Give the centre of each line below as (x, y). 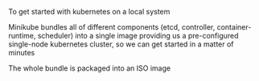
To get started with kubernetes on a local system (89, 12)
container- (234, 27)
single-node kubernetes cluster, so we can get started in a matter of (121, 44)
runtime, (22, 36)
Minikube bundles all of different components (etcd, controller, (112, 27)
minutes (22, 53)
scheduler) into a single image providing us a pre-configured (138, 36)
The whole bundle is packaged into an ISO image (90, 68)
